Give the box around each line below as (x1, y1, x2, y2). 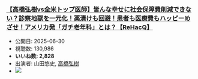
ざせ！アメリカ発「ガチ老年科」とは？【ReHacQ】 (6, 23, 153, 31)
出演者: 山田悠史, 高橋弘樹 (14, 60, 79, 67)
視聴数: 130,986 (14, 45, 54, 52)
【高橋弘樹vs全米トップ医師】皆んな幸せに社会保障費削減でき (6, 5, 186, 13)
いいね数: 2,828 (14, 52, 55, 60)
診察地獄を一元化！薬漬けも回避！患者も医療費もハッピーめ (18, 14, 191, 22)
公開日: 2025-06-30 (14, 37, 65, 45)
